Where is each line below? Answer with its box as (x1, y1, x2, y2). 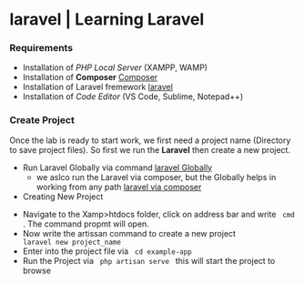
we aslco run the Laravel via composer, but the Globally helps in (35, 171, 277, 182)
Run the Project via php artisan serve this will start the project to (22, 255, 276, 266)
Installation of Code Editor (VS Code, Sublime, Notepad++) (22, 91, 244, 102)
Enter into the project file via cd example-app (22, 246, 193, 257)
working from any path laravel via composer (35, 181, 202, 192)
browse (22, 265, 52, 276)
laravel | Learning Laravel (9, 9, 205, 30)
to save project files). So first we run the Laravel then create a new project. (9, 144, 291, 155)
